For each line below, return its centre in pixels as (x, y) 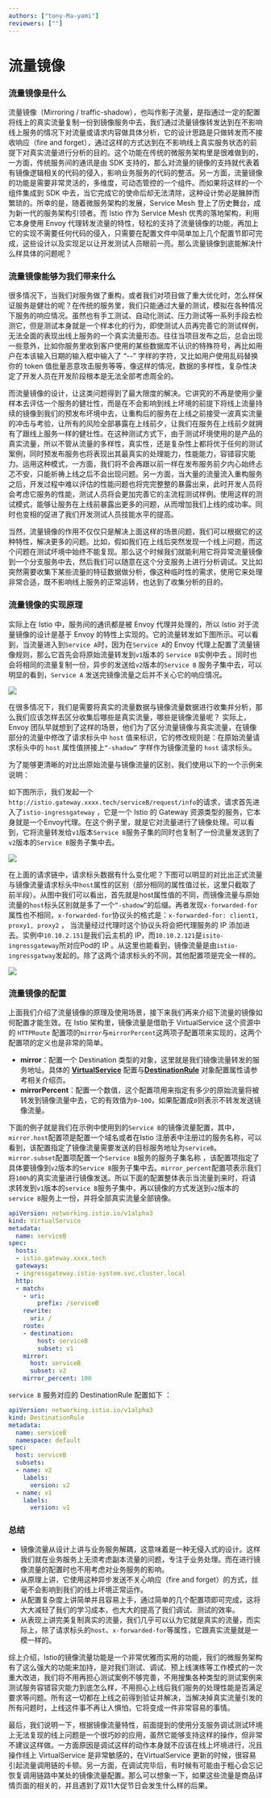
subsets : (30, 1463)
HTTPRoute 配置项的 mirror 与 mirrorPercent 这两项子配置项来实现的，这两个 (140, 1032)
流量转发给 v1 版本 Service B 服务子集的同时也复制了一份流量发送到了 (148, 832)
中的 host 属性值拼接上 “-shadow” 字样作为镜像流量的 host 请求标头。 (143, 747)
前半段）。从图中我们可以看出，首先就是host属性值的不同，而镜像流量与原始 (134, 895)
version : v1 (50, 1508)
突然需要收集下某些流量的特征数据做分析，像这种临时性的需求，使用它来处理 (135, 572)
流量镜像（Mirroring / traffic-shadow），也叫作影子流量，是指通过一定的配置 (134, 112)
